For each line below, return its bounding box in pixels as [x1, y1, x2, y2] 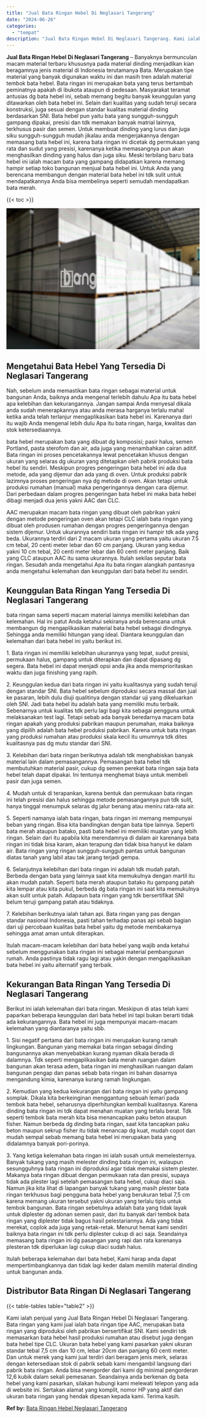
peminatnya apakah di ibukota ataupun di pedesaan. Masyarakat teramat [6, 86, 190, 93]
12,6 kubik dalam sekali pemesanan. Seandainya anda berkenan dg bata [6, 1373, 189, 1380]
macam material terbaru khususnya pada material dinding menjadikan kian [6, 60, 194, 68]
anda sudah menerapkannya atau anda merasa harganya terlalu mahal [6, 406, 184, 414]
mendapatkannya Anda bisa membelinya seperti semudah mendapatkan [6, 178, 189, 185]
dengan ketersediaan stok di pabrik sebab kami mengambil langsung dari [6, 1360, 192, 1367]
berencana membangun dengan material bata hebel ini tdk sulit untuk [6, 171, 182, 178]
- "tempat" [12, 30, 40, 36]
